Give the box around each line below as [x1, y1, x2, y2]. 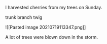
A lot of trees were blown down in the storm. [5, 34, 98, 40]
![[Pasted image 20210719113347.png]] [5, 24, 86, 30]
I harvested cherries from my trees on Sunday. [5, 5, 102, 10]
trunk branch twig [5, 14, 43, 20]
